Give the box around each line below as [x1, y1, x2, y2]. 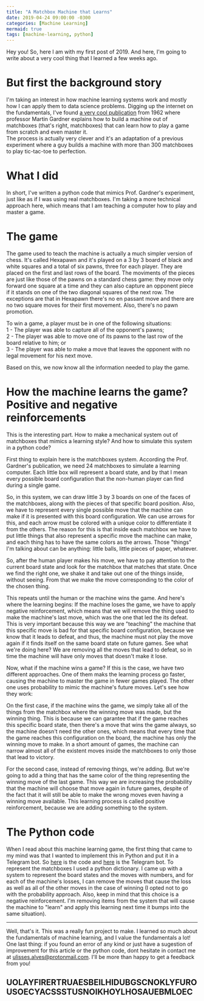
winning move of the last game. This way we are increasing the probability [6, 778, 192, 785]
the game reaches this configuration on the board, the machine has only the [6, 734, 196, 741]
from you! [6, 960, 31, 967]
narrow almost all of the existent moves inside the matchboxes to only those [6, 747, 197, 754]
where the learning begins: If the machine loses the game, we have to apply [6, 600, 196, 608]
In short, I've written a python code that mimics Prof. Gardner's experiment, [6, 189, 195, 196]
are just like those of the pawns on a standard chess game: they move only [6, 275, 194, 283]
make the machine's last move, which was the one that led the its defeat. [6, 613, 188, 621]
